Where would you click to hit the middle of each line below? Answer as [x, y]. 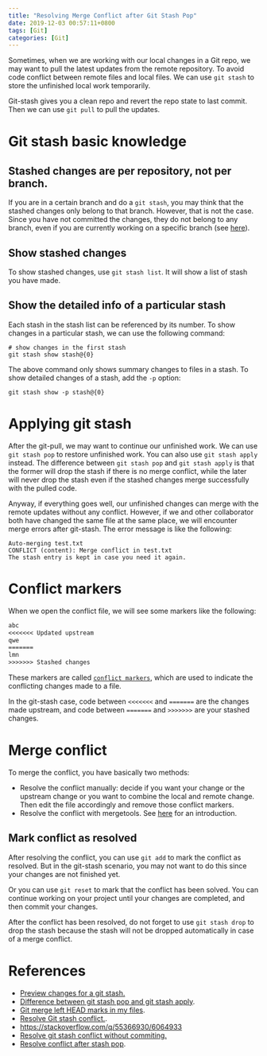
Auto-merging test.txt [46, 543]
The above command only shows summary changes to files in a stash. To [128, 369]
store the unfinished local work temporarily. [79, 86]
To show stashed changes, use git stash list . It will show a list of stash [128, 272]
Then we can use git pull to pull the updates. [84, 110]
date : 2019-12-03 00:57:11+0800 [62, 23]
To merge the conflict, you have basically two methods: [99, 772]
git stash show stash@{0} [51, 355]
